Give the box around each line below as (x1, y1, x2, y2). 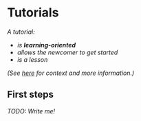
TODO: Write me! (7, 107, 56, 115)
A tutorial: (7, 27, 36, 36)
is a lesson (17, 55, 48, 63)
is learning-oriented (17, 41, 76, 49)
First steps (7, 89, 54, 100)
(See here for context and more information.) (7, 69, 135, 77)
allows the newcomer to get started (17, 48, 118, 56)
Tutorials (7, 5, 59, 21)
